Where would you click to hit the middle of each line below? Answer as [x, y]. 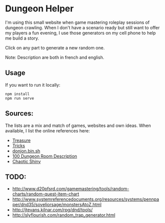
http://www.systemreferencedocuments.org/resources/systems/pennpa [86, 199]
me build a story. [22, 38]
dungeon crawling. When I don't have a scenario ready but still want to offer [82, 27]
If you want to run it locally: [33, 85]
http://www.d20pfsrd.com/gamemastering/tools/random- [71, 189]
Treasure [21, 140]
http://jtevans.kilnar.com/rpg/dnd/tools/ [52, 210]
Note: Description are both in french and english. [55, 57]
